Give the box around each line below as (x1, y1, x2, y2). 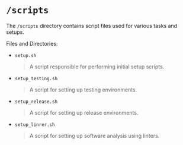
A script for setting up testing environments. (29, 86, 137, 93)
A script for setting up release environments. (29, 109, 139, 116)
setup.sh (14, 52, 37, 58)
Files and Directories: (6, 40, 58, 47)
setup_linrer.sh (14, 121, 55, 128)
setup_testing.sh (14, 75, 58, 81)
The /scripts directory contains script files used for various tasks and (6, 22, 178, 29)
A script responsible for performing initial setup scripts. (29, 63, 165, 70)
